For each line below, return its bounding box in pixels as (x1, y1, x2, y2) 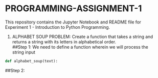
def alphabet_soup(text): (5, 58, 58, 63)
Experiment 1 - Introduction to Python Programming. (5, 24, 110, 30)
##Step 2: (5, 67, 25, 73)
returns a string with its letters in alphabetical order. (12, 39, 116, 44)
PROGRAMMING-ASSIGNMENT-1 (5, 3, 142, 14)
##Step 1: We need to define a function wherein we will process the (12, 44, 148, 50)
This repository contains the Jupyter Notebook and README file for (5, 19, 141, 25)
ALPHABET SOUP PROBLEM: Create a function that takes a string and (12, 34, 153, 39)
